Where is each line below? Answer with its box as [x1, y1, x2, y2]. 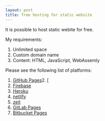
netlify [12, 93, 27, 99]
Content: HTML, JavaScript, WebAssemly [12, 57, 100, 63]
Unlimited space [12, 46, 47, 52]
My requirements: [5, 36, 42, 43]
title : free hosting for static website [5, 12, 93, 17]
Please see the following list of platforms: [5, 67, 92, 73]
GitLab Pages [12, 104, 41, 110]
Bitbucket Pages [12, 110, 47, 116]
